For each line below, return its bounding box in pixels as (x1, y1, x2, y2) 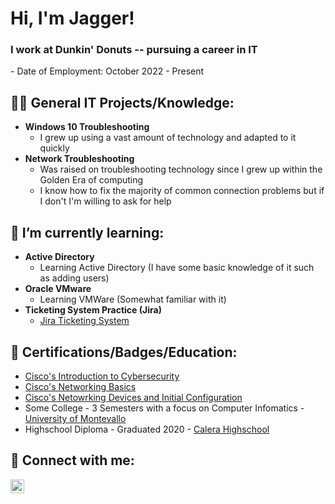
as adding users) (39, 272, 110, 284)
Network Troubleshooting (24, 153, 135, 165)
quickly (39, 142, 70, 154)
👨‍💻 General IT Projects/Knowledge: (10, 94, 235, 111)
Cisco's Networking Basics (24, 380, 137, 392)
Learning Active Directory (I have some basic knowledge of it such (39, 262, 315, 274)
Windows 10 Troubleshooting (24, 121, 150, 133)
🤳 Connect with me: (10, 452, 135, 469)
